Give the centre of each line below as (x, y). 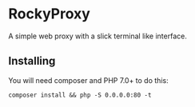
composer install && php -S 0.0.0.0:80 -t (80, 95)
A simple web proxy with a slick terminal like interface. (98, 36)
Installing (32, 61)
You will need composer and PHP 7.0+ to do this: (89, 80)
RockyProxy (49, 14)
